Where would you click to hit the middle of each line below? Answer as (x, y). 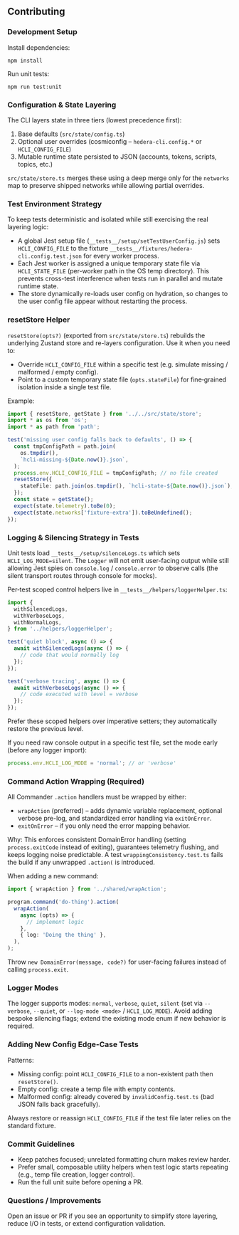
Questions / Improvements (54, 1200)
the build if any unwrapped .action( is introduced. (81, 862)
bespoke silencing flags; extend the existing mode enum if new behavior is (117, 1019)
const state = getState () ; (54, 500)
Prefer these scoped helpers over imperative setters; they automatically (112, 721)
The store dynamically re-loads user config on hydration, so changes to (123, 294)
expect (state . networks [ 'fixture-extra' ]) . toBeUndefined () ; (103, 513)
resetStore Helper (39, 320)
